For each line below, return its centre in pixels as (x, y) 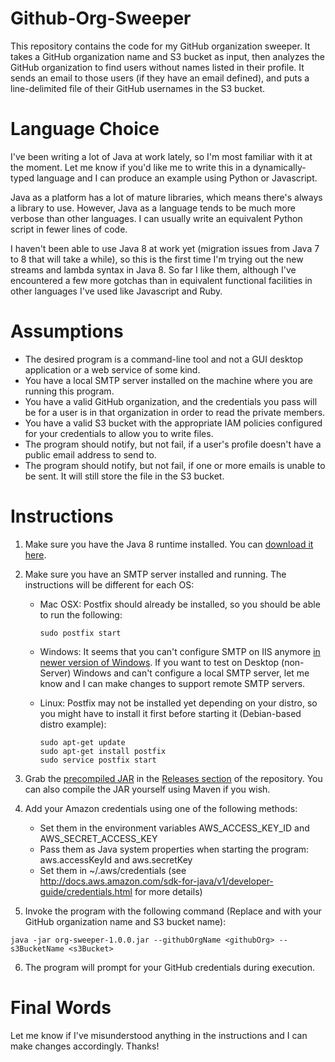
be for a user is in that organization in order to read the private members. (175, 412)
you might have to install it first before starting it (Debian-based (170, 713)
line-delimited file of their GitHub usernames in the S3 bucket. (138, 88)
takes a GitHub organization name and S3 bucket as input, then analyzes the (167, 56)
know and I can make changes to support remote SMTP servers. (172, 683)
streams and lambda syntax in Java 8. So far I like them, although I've (153, 269)
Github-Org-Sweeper (101, 18)
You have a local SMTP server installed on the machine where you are (168, 380)
